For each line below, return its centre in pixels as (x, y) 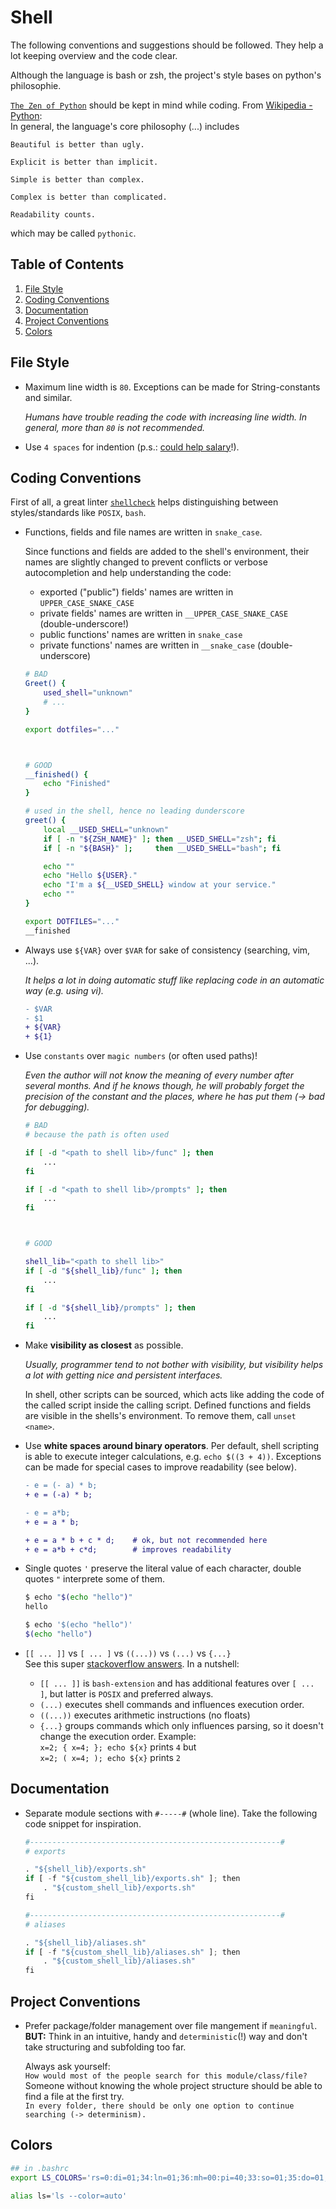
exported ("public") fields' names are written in (136, 592)
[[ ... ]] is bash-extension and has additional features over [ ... (177, 1683)
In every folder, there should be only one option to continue (159, 2106)
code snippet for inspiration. (83, 1823)
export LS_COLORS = (48, 2177)
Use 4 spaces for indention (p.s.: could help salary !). (132, 447)
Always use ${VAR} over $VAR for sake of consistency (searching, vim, (167, 950)
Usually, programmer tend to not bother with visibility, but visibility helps (174, 1365)
